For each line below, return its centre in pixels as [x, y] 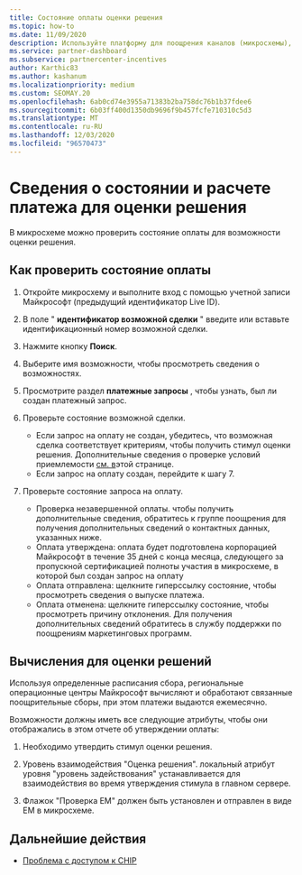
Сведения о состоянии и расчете [140, 188]
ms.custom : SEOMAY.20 [50, 93]
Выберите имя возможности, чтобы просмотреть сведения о [141, 364]
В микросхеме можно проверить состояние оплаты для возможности [145, 232]
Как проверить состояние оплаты [110, 270]
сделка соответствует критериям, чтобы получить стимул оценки [163, 445]
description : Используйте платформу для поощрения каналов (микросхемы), [151, 43]
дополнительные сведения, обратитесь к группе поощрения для [161, 518]
